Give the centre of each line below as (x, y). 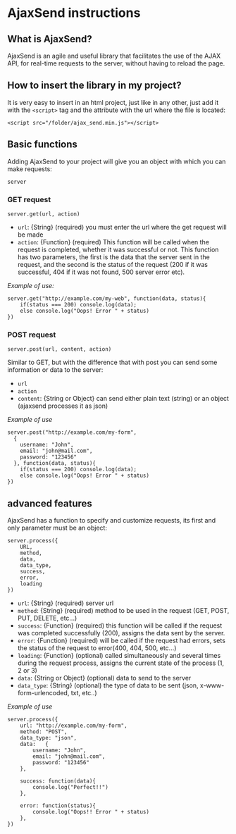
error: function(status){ (58, 806)
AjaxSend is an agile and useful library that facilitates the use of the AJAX (114, 56)
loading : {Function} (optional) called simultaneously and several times (119, 656)
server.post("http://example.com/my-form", (72, 432)
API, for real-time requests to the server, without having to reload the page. (116, 63)
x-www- (212, 685)
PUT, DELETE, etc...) (47, 618)
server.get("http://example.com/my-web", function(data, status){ (107, 298)
